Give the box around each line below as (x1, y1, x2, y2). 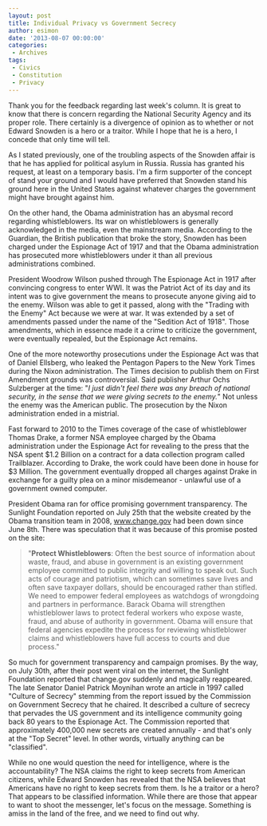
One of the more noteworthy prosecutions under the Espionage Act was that (8, 349, 259, 359)
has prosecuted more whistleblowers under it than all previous (8, 250, 213, 260)
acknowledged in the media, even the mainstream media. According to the (8, 224, 253, 234)
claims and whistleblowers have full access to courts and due (27, 633, 230, 643)
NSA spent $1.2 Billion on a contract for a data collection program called (8, 449, 245, 459)
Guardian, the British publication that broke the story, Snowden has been (8, 233, 247, 243)
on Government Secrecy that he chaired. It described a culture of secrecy (8, 700, 250, 709)
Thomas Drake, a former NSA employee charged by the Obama (8, 432, 217, 442)
